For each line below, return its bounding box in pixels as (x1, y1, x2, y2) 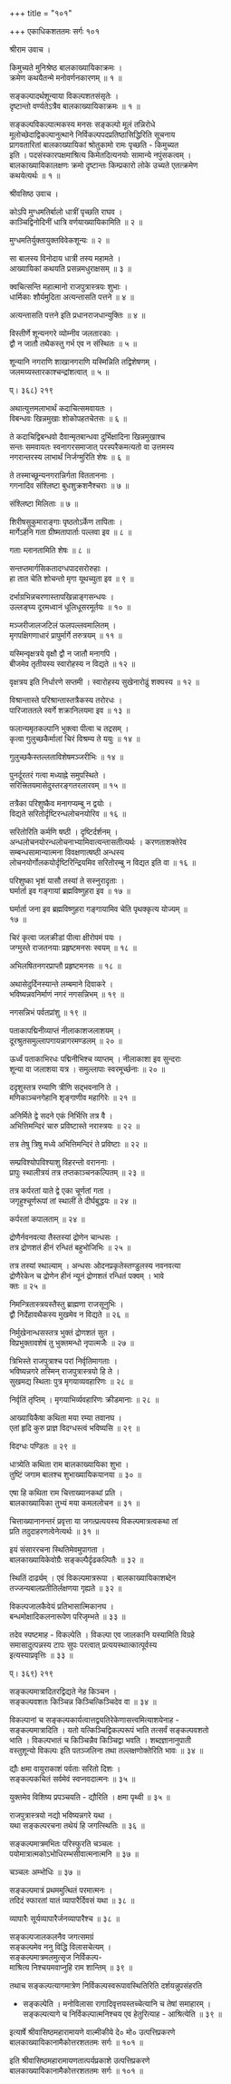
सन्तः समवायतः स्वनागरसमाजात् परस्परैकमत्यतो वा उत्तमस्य (9, 442, 175, 452)
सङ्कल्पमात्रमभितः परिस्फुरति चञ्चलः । (9, 1839, 121, 1849)
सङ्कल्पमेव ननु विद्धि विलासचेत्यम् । (9, 1941, 111, 1952)
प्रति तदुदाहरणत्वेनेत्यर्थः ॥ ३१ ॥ (9, 1526, 100, 1536)
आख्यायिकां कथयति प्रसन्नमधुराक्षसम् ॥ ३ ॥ (9, 263, 131, 273)
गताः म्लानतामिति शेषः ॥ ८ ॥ (9, 545, 91, 555)
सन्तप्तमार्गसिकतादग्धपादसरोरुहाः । (9, 563, 109, 573)
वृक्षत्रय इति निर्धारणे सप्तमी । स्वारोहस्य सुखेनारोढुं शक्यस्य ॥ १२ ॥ (9, 677, 199, 687)
